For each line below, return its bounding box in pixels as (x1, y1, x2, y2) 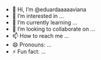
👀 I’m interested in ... (12, 12, 64, 20)
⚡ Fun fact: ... (12, 48, 46, 55)
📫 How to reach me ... (12, 32, 69, 39)
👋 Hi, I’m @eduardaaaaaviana (12, 6, 87, 13)
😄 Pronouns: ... (12, 41, 52, 48)
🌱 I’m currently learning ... (12, 19, 78, 26)
